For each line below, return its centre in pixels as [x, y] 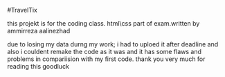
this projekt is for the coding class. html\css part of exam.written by [103, 23]
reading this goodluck [38, 66]
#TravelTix [22, 10]
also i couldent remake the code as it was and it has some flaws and [105, 52]
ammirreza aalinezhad [39, 31]
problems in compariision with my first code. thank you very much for [106, 59]
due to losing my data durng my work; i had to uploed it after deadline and [113, 44]
